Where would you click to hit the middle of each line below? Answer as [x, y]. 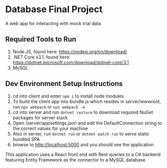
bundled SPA [26, 139]
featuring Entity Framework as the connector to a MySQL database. [76, 160]
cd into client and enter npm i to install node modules [68, 96]
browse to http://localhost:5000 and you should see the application [83, 144]
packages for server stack [40, 117]
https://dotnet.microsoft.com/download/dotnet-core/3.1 [71, 62]
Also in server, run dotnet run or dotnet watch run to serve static [81, 133]
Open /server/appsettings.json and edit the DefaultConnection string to [87, 123]
